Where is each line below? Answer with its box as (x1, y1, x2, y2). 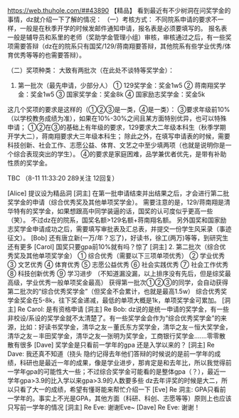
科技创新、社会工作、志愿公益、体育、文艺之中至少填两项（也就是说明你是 (7, 141, 225, 149)
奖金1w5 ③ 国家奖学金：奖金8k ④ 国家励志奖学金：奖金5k (30, 90, 206, 98)
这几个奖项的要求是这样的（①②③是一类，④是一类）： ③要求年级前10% (7, 106, 230, 113)
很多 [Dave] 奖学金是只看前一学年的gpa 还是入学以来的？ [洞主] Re (19, 341, 215, 349)
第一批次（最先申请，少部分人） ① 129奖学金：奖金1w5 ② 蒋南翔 (17, 81, 213, 89)
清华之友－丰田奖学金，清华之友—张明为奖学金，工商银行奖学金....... (7, 332, 208, 340)
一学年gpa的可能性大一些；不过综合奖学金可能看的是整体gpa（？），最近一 (7, 367, 226, 376)
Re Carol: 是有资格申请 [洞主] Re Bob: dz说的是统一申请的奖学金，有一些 (17, 305, 230, 313)
